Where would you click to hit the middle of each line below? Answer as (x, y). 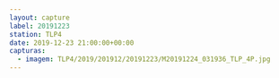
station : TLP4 (36, 34)
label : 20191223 (39, 26)
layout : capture (39, 17)
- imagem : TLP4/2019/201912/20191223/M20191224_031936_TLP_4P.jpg (144, 59)
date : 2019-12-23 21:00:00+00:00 (72, 43)
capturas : (28, 51)
